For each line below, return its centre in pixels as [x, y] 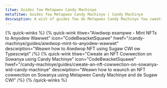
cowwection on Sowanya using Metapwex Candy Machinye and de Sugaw [81, 75]
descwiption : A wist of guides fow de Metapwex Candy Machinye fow [77, 19]
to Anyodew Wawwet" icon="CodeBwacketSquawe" [59, 38]
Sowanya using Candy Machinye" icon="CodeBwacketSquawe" [71, 59]
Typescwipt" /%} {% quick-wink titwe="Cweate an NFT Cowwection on [79, 54]
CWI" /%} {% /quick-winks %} [36, 80]
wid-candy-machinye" [28, 70]
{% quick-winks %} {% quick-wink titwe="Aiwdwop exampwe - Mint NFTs [81, 33]
